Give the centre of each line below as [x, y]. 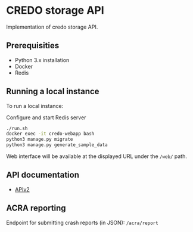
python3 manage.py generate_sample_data [57, 145]
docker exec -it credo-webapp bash [50, 134]
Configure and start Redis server [46, 117]
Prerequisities [33, 46]
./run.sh [17, 128]
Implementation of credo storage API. [52, 27]
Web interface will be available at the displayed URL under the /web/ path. [97, 156]
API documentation [43, 175]
